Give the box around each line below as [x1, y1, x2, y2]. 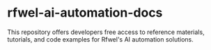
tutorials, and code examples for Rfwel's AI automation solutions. [7, 35, 194, 43]
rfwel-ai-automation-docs [7, 5, 163, 21]
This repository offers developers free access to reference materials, [7, 28, 205, 36]
